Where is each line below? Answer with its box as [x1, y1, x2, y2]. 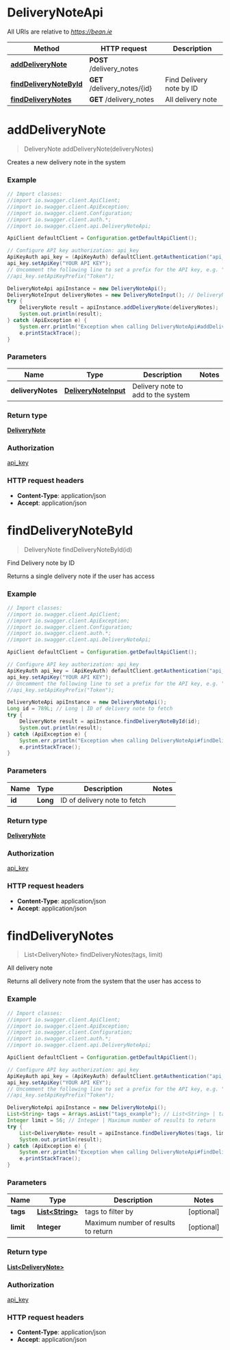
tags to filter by [84, 1207, 133, 1216]
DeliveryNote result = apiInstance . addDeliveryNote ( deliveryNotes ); [19, 304, 219, 311]
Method [33, 43, 60, 53]
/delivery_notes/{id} [89, 84, 153, 93]
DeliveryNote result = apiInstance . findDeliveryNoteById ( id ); [19, 718, 201, 725]
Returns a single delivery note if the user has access [7, 572, 155, 580]
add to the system [132, 390, 190, 399]
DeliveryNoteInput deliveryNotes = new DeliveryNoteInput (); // [7, 291, 194, 299]
